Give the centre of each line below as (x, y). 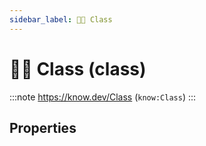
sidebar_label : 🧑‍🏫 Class (61, 19)
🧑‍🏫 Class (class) (78, 68)
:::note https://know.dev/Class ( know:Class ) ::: (103, 97)
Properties (43, 127)
